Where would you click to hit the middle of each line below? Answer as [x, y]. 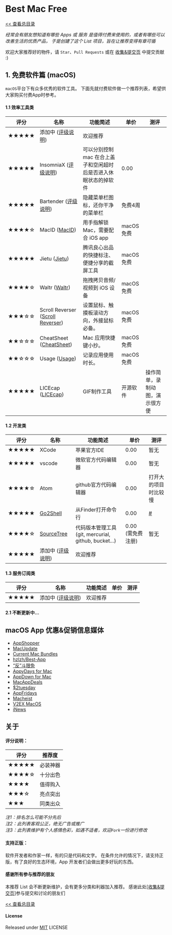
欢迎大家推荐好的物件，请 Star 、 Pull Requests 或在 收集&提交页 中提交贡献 [85, 52]
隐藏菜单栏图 [98, 197]
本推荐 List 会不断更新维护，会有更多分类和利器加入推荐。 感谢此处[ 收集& [83, 886]
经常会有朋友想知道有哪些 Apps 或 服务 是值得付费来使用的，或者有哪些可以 [85, 34]
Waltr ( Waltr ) [55, 287]
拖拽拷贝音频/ [99, 280]
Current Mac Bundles [35, 654]
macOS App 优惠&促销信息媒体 [55, 630]
